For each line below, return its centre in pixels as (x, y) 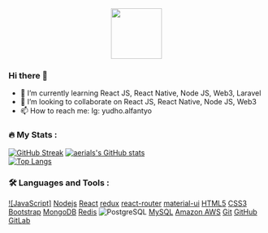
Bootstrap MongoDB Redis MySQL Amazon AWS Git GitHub (133, 212)
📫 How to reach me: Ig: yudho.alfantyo (86, 111)
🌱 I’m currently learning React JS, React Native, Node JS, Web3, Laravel (140, 93)
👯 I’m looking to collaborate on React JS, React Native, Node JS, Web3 (138, 102)
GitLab (19, 220)
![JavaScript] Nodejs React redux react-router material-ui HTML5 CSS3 (128, 203)
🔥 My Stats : (33, 135)
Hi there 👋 (28, 75)
